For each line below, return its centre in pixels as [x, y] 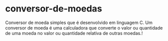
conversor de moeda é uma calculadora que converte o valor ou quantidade [84, 27]
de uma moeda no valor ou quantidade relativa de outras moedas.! [74, 33]
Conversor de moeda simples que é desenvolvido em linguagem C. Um [79, 22]
